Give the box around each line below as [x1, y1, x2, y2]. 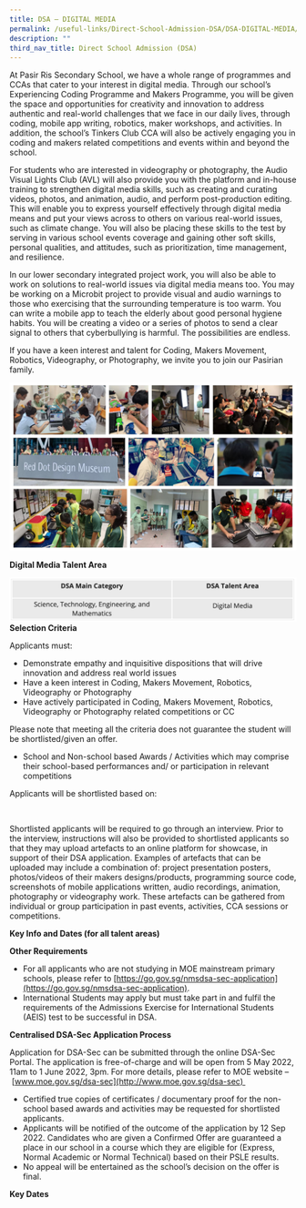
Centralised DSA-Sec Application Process [9, 1029, 171, 1040]
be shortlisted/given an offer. [9, 733, 118, 744]
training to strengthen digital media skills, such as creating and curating [9, 184, 278, 195]
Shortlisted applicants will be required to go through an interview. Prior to [9, 823, 284, 834]
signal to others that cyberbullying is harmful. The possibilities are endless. [9, 328, 291, 339]
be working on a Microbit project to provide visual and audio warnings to [9, 289, 282, 299]
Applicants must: [9, 640, 73, 651]
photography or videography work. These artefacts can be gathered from [9, 890, 285, 901]
